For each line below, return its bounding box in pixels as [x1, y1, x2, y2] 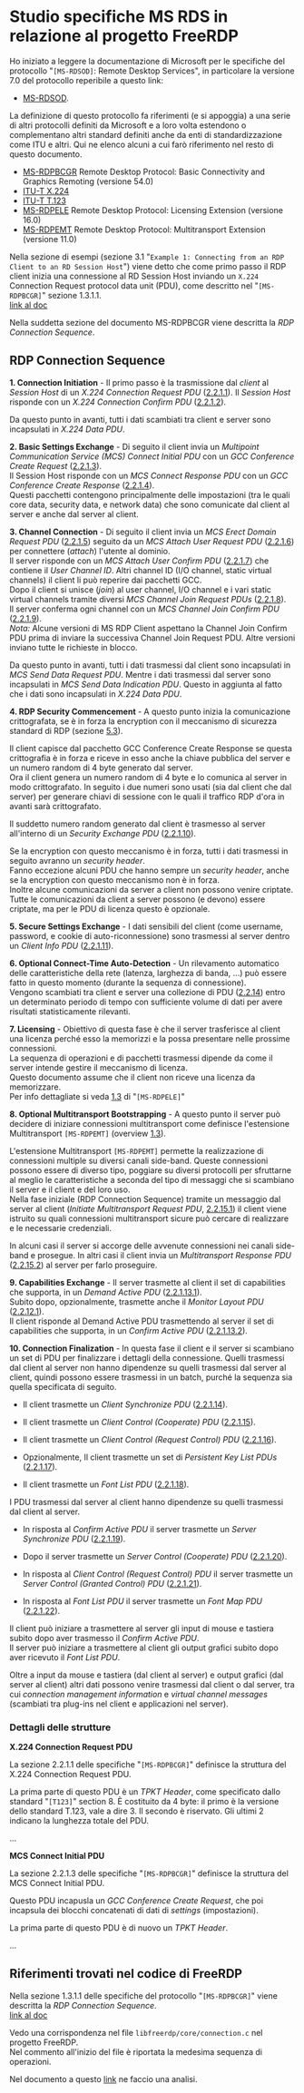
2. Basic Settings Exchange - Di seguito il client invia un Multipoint [9, 441, 260, 452]
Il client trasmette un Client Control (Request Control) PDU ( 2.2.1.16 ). [22, 1433, 277, 1444]
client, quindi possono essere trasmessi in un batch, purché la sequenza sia [9, 1372, 293, 1383]
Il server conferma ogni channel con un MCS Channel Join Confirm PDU [9, 603, 279, 614]
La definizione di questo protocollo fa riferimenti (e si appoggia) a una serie [9, 110, 291, 121]
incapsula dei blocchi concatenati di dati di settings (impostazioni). [9, 1905, 259, 1916]
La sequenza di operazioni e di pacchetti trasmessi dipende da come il [9, 1052, 274, 1063]
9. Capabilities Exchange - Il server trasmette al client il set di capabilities [9, 1276, 286, 1287]
